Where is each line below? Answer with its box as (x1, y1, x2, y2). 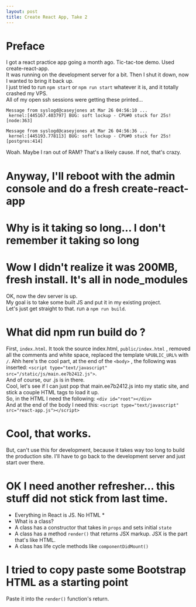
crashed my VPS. (6, 90, 48, 97)
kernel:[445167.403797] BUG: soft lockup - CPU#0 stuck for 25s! (8, 113, 171, 119)
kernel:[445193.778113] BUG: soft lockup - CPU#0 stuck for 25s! (8, 133, 171, 139)
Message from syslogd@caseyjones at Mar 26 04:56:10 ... (6, 108, 148, 113)
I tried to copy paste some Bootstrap (6, 563, 186, 576)
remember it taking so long (6, 233, 139, 247)
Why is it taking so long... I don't (6, 221, 166, 234)
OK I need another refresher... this (6, 479, 176, 492)
